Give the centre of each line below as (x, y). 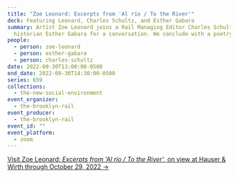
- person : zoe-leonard (47, 47)
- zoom (23, 139)
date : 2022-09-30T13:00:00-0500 (55, 67)
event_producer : (31, 113)
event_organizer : (33, 100)
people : (19, 40)
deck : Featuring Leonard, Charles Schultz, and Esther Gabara (101, 21)
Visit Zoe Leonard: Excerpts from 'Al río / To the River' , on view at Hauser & (117, 160)
